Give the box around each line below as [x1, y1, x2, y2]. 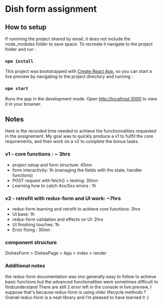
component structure [5, 239, 57, 246]
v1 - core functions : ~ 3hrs [5, 151, 70, 158]
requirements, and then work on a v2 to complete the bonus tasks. [5, 139, 140, 144]
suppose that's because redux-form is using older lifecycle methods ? [5, 289, 146, 295]
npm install [5, 58, 34, 64]
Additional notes [5, 262, 46, 269]
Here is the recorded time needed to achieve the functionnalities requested [5, 128, 157, 134]
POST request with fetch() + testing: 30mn [12, 177, 98, 183]
